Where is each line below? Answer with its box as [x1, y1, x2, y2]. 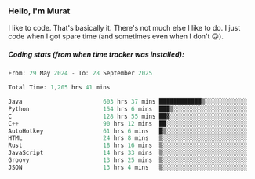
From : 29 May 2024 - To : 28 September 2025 [8, 69, 153, 78]
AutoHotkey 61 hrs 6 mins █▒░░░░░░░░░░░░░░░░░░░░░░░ [8, 127, 247, 135]
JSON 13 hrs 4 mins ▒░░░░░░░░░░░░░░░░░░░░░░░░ [8, 163, 247, 171]
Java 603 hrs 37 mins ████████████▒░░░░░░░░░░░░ [8, 98, 247, 106]
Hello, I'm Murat [8, 5, 71, 16]
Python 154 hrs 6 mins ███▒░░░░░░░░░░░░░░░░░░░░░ [8, 104, 247, 113]
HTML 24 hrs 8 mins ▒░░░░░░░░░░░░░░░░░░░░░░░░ [8, 134, 247, 142]
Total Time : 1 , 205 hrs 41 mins [8, 84, 111, 92]
